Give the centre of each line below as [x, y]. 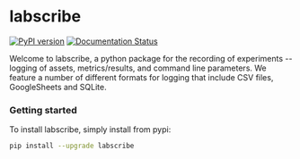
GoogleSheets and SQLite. [58, 87]
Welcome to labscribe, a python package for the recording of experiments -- [151, 58]
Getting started [44, 110]
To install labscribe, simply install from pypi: [90, 130]
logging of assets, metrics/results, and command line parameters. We [138, 68]
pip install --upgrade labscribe [72, 146]
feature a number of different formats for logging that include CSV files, [141, 77]
